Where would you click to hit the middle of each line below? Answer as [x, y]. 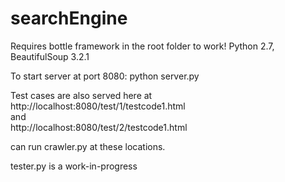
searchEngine [69, 18]
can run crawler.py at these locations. [88, 146]
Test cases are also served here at [81, 95]
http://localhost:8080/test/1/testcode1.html [98, 106]
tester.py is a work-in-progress [74, 166]
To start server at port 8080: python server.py [105, 76]
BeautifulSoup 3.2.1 [50, 56]
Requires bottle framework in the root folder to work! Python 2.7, [142, 46]
